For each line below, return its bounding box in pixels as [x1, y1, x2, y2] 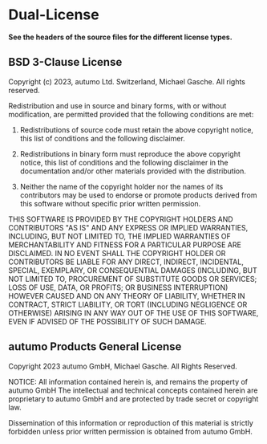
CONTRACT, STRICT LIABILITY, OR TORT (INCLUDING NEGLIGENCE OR [8, 299, 248, 309]
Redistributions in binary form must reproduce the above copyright [19, 149, 241, 158]
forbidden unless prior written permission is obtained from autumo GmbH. [8, 426, 253, 436]
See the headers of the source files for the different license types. [8, 32, 233, 42]
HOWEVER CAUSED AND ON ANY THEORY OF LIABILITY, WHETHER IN [8, 291, 246, 300]
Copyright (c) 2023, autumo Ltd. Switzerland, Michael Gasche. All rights [8, 76, 246, 86]
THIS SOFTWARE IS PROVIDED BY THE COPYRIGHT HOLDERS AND [8, 214, 234, 224]
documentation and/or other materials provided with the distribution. [19, 166, 246, 176]
